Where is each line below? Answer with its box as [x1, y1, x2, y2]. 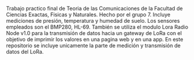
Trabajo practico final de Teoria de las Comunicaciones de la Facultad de [6, 5, 183, 12]
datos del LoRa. [6, 48, 44, 55]
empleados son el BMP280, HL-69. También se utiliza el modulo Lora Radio [6, 23, 189, 30]
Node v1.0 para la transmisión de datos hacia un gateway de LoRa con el [6, 30, 182, 37]
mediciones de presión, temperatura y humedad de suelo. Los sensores [6, 17, 180, 24]
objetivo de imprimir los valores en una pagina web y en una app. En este [6, 36, 183, 43]
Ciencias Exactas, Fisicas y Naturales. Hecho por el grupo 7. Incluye [6, 11, 170, 18]
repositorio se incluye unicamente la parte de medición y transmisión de [6, 42, 181, 49]
